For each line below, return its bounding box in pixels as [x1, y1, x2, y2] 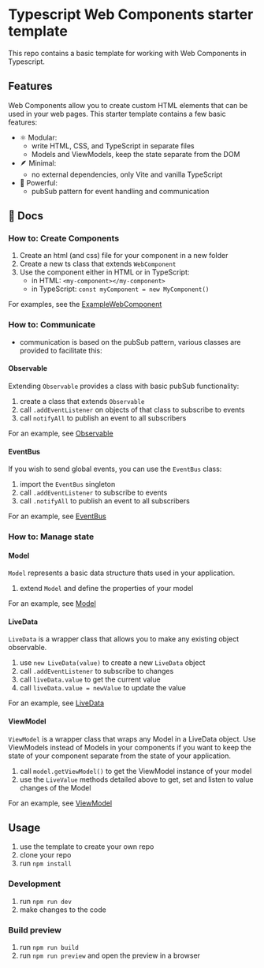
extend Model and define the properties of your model [19, 584, 194, 593]
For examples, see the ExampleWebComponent [8, 300, 162, 309]
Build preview [8, 925, 61, 936]
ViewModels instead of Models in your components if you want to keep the [8, 742, 252, 752]
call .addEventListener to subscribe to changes [19, 667, 174, 676]
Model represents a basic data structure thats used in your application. [8, 568, 236, 577]
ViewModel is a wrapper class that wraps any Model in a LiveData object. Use [8, 734, 256, 743]
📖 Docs [8, 209, 43, 222]
